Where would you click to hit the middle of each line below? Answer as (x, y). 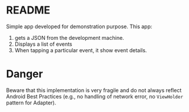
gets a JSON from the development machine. (69, 38)
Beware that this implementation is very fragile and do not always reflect (94, 90)
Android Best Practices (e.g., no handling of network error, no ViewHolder (95, 96)
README (28, 10)
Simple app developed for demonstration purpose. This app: (79, 26)
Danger (24, 74)
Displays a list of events (43, 44)
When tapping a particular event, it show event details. (81, 50)
